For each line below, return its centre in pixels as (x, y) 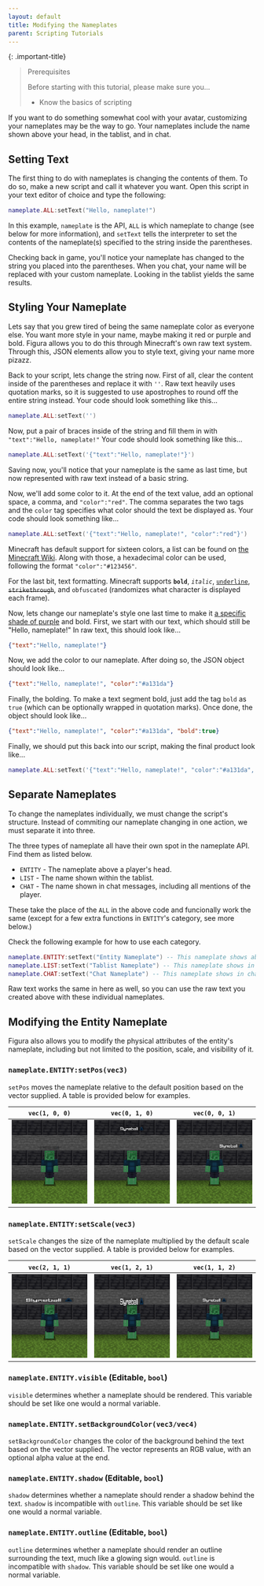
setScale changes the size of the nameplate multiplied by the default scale (129, 1241)
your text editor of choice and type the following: (87, 195)
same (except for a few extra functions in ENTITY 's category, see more (121, 918)
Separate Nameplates (62, 795)
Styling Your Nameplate (68, 307)
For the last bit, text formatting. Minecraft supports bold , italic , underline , (129, 581)
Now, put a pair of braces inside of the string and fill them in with (113, 430)
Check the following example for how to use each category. (105, 941)
